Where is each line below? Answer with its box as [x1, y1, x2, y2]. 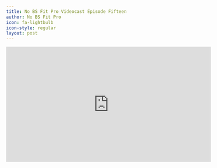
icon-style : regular [6, 25, 57, 31]
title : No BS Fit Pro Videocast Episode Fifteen [6, 8, 127, 15]
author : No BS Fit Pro [6, 14, 61, 20]
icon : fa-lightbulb [6, 19, 54, 25]
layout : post [6, 30, 38, 36]
